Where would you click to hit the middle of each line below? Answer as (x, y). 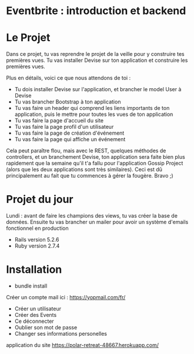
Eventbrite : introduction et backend (96, 11)
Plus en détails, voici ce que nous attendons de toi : (68, 78)
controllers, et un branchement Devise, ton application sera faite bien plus (96, 157)
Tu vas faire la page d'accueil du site (59, 121)
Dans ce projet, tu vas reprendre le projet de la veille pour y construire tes (95, 54)
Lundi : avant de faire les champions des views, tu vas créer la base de (92, 216)
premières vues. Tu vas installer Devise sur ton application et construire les (97, 61)
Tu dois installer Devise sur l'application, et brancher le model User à (98, 89)
